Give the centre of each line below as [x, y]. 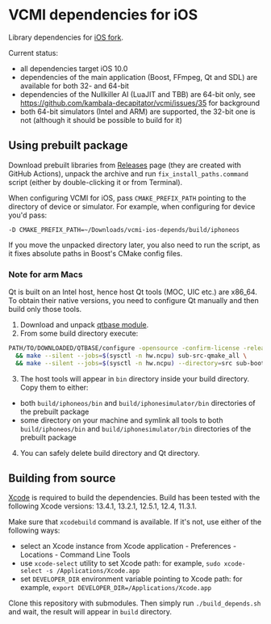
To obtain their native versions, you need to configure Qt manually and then [134, 301]
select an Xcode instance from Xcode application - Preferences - [128, 546]
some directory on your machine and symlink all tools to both [121, 420]
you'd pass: [28, 215]
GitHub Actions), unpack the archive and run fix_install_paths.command [128, 173]
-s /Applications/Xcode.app [93, 571]
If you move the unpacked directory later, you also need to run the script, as [134, 245]
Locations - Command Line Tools [75, 554]
